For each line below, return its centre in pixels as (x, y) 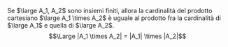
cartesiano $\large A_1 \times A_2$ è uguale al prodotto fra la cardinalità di (114, 18)
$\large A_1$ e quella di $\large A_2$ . (61, 25)
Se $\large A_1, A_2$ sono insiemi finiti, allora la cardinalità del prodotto (110, 11)
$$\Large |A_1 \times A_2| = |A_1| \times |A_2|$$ (117, 36)
